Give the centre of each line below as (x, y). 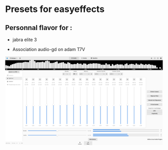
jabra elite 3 (24, 39)
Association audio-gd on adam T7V (49, 49)
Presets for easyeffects (55, 9)
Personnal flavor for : (39, 28)
